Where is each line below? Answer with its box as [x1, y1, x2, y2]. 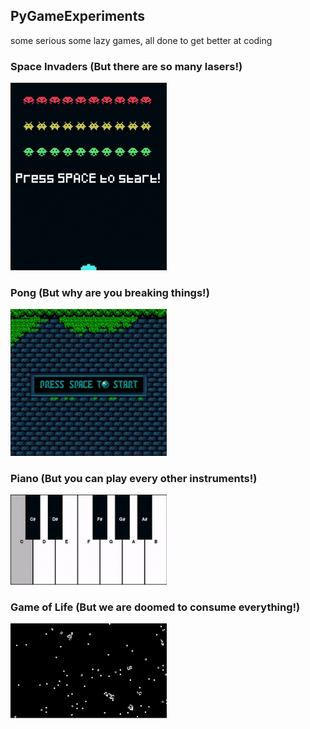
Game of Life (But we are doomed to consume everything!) [10, 600, 301, 614]
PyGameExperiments [10, 8, 145, 25]
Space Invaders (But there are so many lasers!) [10, 59, 243, 73]
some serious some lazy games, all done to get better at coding [10, 34, 273, 46]
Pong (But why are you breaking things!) [10, 286, 210, 300]
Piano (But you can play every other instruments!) [10, 471, 258, 485]
